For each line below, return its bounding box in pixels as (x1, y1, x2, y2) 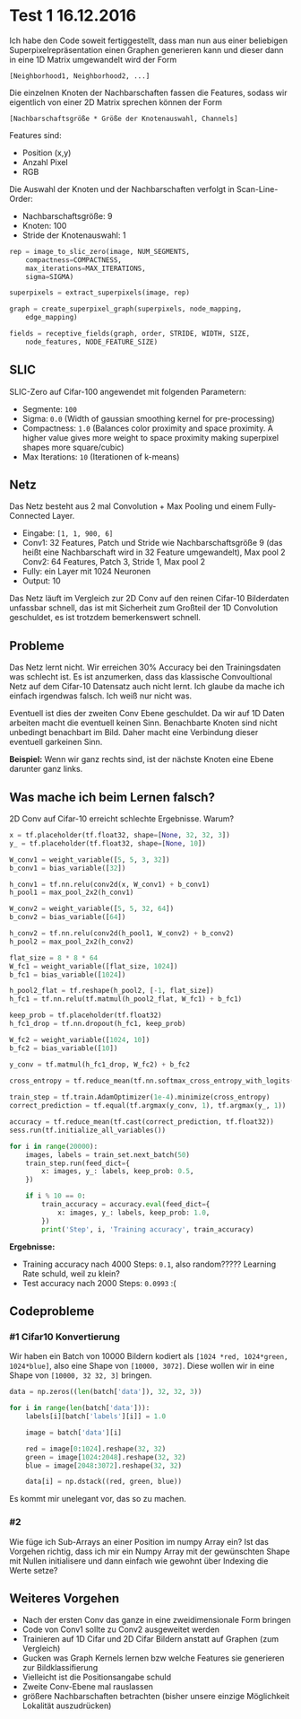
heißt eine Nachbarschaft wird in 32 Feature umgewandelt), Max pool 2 (21, 547, 286, 557)
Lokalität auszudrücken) (21, 1700, 112, 1711)
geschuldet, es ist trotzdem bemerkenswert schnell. (9, 612, 202, 623)
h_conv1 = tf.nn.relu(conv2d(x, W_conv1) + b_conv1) (9, 880, 211, 889)
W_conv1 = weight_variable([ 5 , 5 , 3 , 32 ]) (9, 855, 170, 864)
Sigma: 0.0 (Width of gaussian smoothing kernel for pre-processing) (21, 413, 275, 424)
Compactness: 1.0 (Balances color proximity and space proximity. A (21, 423, 273, 434)
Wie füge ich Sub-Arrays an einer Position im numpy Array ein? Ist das (9, 1536, 269, 1547)
